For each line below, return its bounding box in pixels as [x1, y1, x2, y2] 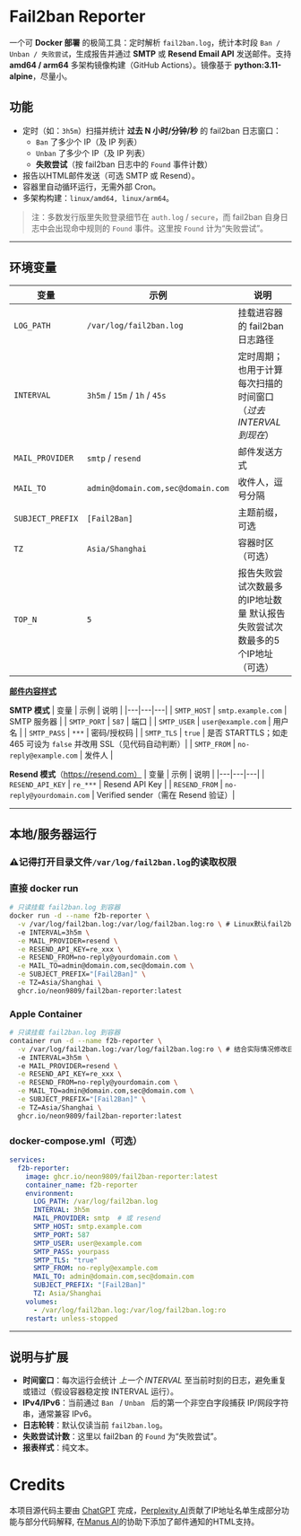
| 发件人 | [79, 750, 114, 760]
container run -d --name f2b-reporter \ [9, 1036, 163, 1045]
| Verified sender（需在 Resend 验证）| [91, 789, 236, 800]
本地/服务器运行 [9, 826, 97, 841]
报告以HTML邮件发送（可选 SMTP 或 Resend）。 [21, 170, 200, 180]
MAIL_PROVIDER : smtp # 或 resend [32, 1214, 161, 1223]
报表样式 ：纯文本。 [21, 1443, 94, 1453]
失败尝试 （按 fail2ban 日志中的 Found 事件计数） [35, 159, 213, 170]
